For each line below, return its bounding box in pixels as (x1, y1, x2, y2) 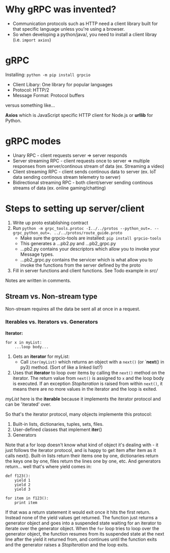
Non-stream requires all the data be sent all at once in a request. (5, 305, 140, 312)
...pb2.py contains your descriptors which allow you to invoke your (20, 246, 160, 252)
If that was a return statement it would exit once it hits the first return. (5, 509, 151, 515)
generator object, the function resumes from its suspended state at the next (5, 531, 164, 537)
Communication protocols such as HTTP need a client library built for (12, 20, 158, 27)
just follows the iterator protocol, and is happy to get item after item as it (5, 447, 156, 453)
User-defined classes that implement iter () (12, 426, 102, 432)
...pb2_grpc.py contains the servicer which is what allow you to (20, 256, 153, 262)
